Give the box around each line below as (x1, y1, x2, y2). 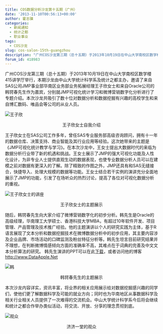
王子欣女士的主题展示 (60, 202, 103, 207)
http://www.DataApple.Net (5, 254, 58, 260)
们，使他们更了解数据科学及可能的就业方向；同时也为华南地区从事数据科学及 (5, 291, 158, 297)
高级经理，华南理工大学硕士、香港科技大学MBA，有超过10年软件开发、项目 (5, 218, 155, 224)
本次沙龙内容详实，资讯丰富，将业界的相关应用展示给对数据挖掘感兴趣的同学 (5, 285, 158, 291)
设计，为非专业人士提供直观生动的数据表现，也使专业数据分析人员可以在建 (9, 157, 158, 163)
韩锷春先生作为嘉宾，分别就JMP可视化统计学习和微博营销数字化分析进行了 (5, 89, 154, 95)
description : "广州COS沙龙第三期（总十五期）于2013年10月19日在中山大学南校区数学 (5, 52, 157, 57)
